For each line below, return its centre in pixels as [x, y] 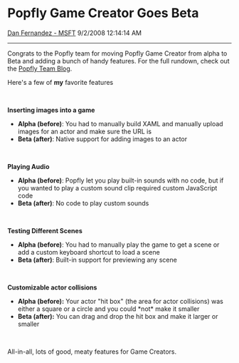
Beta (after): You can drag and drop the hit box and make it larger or [118, 316]
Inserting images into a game [51, 110]
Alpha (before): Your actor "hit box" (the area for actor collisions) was [121, 301]
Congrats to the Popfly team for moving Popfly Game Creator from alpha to [117, 53]
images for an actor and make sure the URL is [84, 131]
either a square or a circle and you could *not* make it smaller [108, 309]
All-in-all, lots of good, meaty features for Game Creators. [92, 352]
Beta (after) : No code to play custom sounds [83, 203]
